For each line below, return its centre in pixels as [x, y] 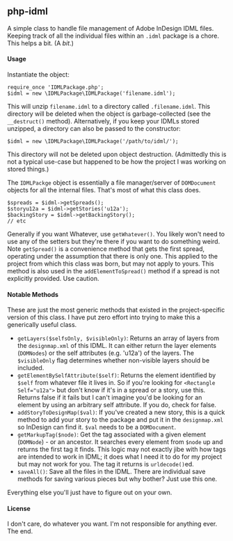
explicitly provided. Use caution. [53, 279]
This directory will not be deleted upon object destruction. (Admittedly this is [117, 154]
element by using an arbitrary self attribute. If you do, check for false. [117, 405]
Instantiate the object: [38, 75]
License [19, 508]
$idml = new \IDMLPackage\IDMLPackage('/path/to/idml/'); [93, 142]
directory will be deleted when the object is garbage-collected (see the [109, 114]
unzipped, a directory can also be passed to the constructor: [94, 129]
